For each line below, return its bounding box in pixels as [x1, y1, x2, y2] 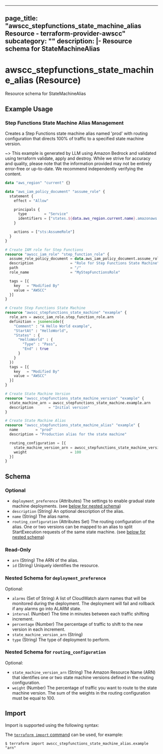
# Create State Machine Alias [5, 418, 66, 423]
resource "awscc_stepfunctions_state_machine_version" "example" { [5, 396, 145, 401]
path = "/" [9, 265, 81, 270]
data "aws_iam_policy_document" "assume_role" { [5, 189, 105, 194]
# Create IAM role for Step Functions [5, 247, 83, 252]
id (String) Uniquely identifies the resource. [12, 563, 99, 568]
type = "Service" [17, 211, 68, 217]
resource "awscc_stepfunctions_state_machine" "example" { [5, 310, 127, 315]
